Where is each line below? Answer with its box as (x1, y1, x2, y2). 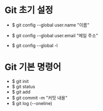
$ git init (11, 78, 29, 84)
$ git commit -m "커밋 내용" (11, 95, 68, 101)
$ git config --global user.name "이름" (11, 22, 90, 28)
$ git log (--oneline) (11, 100, 53, 106)
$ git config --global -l (11, 42, 58, 48)
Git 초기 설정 (4, 4, 53, 16)
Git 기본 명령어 (4, 62, 61, 73)
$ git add (11, 89, 31, 95)
